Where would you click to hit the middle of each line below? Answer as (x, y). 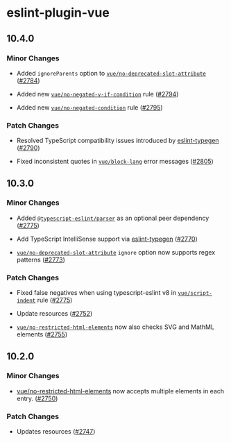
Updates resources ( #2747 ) (56, 432)
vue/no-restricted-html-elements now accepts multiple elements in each (120, 391)
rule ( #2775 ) (55, 300)
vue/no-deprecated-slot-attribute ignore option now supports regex (116, 252)
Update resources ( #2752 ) (54, 314)
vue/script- (195, 294)
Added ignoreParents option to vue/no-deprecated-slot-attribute (111, 73)
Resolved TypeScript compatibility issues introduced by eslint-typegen (118, 141)
